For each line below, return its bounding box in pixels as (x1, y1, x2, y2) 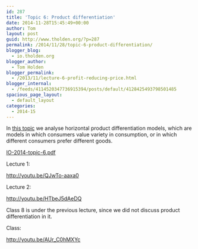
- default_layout (11, 97, 55, 103)
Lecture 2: (6, 183, 32, 191)
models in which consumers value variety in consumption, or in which (6, 131, 177, 138)
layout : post (6, 31, 39, 37)
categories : (6, 102, 36, 109)
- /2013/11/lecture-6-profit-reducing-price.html (11, 75, 137, 81)
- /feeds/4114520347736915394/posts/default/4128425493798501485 (11, 86, 177, 92)
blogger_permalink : (6, 70, 55, 76)
